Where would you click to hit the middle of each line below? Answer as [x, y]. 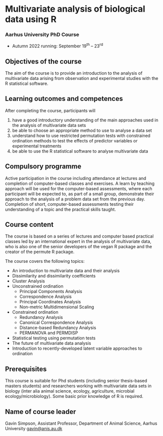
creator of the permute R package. [40, 252]
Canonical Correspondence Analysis [56, 322]
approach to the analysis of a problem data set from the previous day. [75, 199]
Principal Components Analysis [51, 292]
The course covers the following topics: [45, 261]
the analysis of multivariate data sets [49, 125]
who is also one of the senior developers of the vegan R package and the [79, 247]
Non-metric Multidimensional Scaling [57, 307]
